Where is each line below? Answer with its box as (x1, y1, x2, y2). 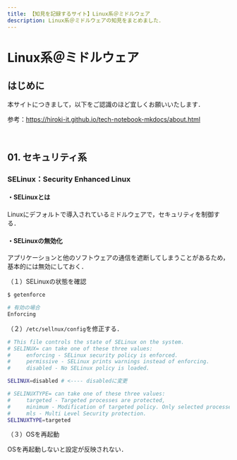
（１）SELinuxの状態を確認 (7, 277, 87, 286)
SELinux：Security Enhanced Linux (7, 174, 131, 184)
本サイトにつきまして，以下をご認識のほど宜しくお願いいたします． (7, 100, 205, 108)
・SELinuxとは (7, 193, 51, 201)
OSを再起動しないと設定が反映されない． (7, 445, 128, 454)
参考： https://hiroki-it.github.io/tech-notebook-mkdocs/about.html (7, 114, 201, 124)
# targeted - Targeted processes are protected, (7, 396, 166, 403)
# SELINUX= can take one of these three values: (7, 345, 153, 352)
